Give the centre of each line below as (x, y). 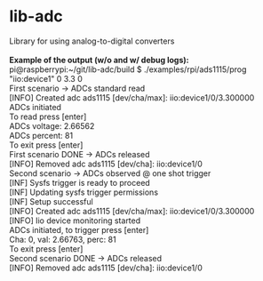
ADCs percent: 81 (41, 135)
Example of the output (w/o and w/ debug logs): (99, 60)
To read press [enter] (48, 116)
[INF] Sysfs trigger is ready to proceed (80, 182)
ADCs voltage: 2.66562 (52, 125)
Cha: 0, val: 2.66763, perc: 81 (63, 239)
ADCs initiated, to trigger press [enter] (79, 229)
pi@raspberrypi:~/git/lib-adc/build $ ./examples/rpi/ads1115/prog (128, 69)
